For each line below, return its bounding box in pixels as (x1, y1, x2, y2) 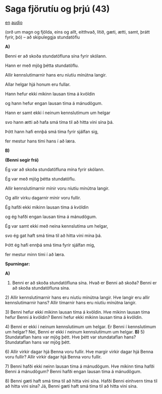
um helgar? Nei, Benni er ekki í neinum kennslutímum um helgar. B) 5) (5, 329, 145, 335)
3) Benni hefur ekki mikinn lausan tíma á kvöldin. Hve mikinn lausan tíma (5, 309, 150, 315)
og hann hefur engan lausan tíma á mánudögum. (5, 100, 103, 106)
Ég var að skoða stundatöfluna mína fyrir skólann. (5, 166, 105, 172)
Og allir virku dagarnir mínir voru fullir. (5, 195, 81, 200)
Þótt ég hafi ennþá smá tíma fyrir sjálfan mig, (5, 242, 95, 248)
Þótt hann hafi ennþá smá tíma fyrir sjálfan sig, (5, 128, 99, 135)
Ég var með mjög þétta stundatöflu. (5, 176, 76, 181)
